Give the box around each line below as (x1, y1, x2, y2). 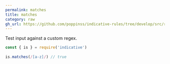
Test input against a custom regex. (5, 35, 77, 41)
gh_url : (5, 21, 22, 27)
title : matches (5, 12, 37, 17)
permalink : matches (5, 7, 47, 13)
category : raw (5, 17, 35, 22)
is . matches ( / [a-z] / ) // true (5, 54, 67, 59)
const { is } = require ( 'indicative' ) (5, 45, 87, 50)
